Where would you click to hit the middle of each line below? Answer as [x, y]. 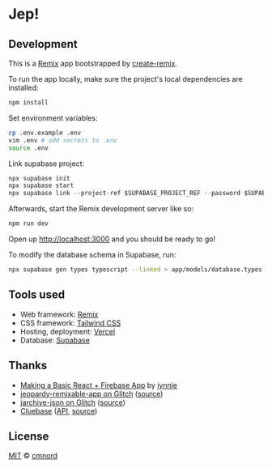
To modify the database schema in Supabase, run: [92, 255]
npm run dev [28, 223]
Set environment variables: [53, 117]
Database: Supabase [55, 340]
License [29, 436]
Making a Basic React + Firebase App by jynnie [99, 385]
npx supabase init [39, 178]
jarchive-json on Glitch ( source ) [73, 402]
